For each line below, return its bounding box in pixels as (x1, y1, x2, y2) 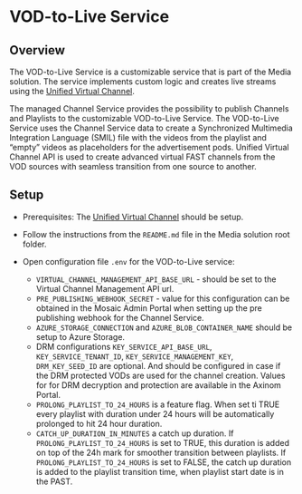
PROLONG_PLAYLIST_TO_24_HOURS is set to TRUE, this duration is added (35, 437, 289, 448)
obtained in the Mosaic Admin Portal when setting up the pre (35, 302, 262, 314)
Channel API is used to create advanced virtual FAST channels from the (9, 151, 276, 162)
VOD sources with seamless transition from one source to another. (9, 161, 258, 171)
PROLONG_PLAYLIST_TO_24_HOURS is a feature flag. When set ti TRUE (35, 399, 280, 410)
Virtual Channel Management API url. (35, 283, 175, 294)
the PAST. (35, 476, 73, 487)
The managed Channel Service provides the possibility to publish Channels (9, 103, 289, 114)
